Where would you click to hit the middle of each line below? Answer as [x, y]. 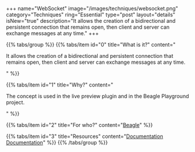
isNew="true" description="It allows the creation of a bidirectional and [91, 21]
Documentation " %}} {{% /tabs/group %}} [57, 142]
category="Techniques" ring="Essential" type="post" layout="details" [91, 15]
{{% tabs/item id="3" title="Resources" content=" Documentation [85, 136]
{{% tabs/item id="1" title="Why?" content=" [60, 85]
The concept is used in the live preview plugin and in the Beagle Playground [97, 96]
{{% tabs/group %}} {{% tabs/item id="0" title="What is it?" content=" [91, 44]
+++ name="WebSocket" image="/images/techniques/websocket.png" [92, 8]
